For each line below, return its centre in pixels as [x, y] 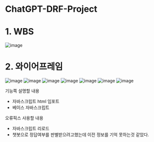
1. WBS [20, 32]
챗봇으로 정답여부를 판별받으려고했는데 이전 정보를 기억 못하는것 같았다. [80, 135]
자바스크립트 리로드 [31, 129]
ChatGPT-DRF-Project [51, 9]
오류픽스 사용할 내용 [24, 118]
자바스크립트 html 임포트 [36, 102]
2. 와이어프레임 [34, 67]
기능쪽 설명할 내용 [22, 91]
